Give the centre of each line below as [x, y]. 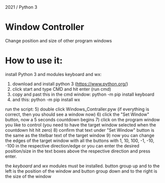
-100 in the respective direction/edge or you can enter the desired [72, 146]
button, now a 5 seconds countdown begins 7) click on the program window [82, 119]
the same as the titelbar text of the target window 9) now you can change [80, 135]
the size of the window [28, 176]
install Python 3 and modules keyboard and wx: [53, 74]
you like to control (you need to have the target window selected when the [81, 125]
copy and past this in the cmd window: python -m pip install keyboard [83, 94]
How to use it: [34, 61]
